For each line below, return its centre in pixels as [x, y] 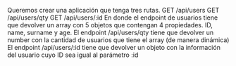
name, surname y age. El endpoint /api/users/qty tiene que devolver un [111, 32]
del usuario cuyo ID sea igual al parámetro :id [73, 55]
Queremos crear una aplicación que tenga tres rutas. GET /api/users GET [113, 10]
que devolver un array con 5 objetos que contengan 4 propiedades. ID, [110, 25]
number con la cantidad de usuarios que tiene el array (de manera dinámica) [118, 40]
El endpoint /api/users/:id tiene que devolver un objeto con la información [114, 47]
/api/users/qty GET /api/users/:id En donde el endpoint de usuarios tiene [113, 18]
